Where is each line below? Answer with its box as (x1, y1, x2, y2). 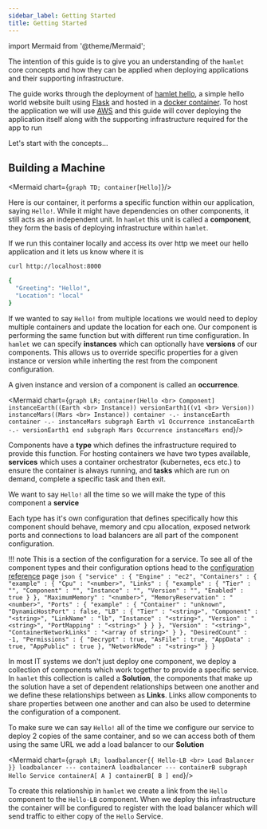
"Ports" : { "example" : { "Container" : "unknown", (47, 600, 226, 608)
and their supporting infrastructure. (8, 73, 124, 83)
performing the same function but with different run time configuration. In (8, 330, 249, 340)
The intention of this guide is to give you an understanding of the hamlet (8, 57, 245, 66)
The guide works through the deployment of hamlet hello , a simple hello (8, 88, 245, 98)
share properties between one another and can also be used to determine (8, 698, 251, 708)
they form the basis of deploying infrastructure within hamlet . (8, 223, 209, 233)
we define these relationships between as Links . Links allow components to (8, 690, 257, 700)
